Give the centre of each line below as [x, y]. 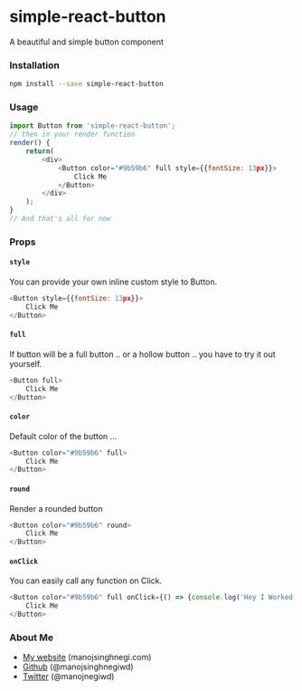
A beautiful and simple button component [87, 42]
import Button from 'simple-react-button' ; [93, 126]
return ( [40, 151]
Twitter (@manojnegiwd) [68, 677]
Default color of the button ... [63, 436]
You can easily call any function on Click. [86, 581]
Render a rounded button [56, 508]
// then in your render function [72, 134]
